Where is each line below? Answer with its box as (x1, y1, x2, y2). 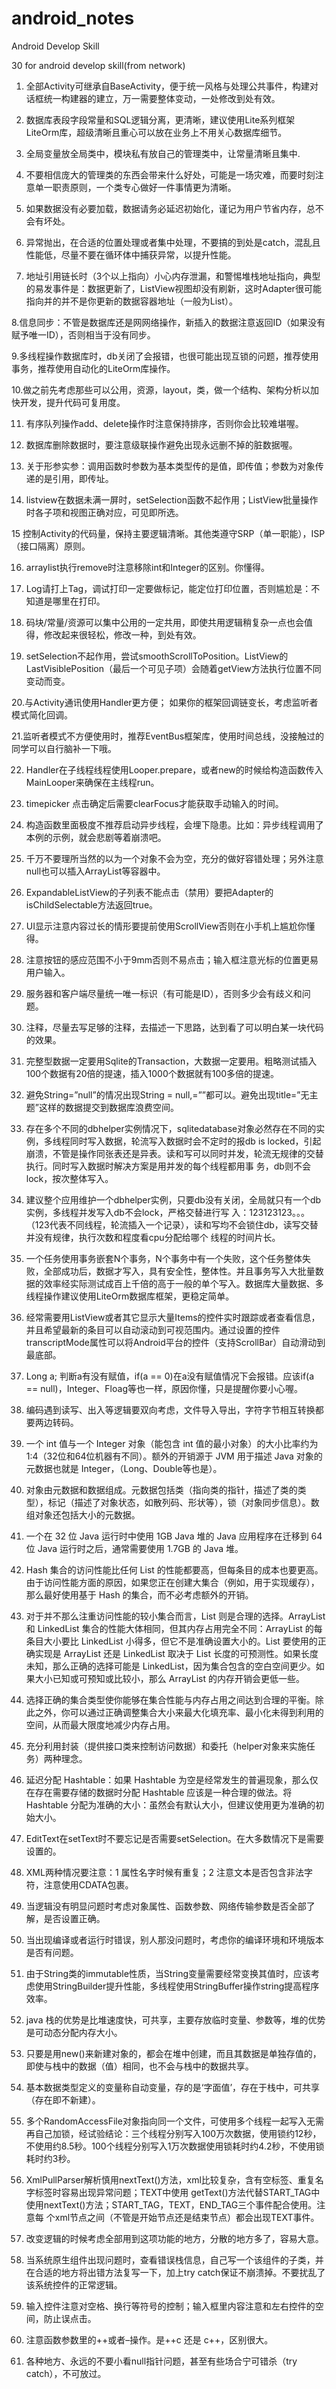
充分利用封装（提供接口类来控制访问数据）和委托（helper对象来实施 (25, 1740, 307, 1752)
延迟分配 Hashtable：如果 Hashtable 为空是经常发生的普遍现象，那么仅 (25, 1773, 319, 1786)
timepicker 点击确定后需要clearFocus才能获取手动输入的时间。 (25, 797, 284, 809)
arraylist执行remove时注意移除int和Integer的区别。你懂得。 (25, 561, 270, 573)
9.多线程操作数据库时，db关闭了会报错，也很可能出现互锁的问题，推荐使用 (11, 350, 319, 362)
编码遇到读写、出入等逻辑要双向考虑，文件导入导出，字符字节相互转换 (25, 1403, 316, 1416)
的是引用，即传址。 (34, 472, 114, 484)
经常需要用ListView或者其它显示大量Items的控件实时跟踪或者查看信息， (25, 1311, 321, 1323)
